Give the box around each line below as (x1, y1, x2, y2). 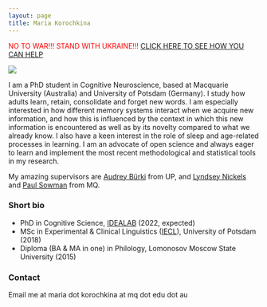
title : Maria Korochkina (8, 19, 91, 27)
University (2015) (19, 252, 77, 262)
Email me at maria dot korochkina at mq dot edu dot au (8, 290, 189, 300)
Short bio (8, 200, 45, 211)
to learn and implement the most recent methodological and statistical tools (8, 148, 257, 157)
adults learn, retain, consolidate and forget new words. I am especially (8, 96, 239, 106)
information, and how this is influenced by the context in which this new (8, 113, 245, 124)
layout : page (8, 11, 52, 20)
